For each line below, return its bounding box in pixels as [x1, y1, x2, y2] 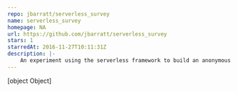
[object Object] [7, 76, 52, 85]
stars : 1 [7, 37, 33, 44]
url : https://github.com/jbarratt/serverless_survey [7, 30, 167, 38]
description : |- [7, 51, 56, 58]
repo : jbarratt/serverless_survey [7, 10, 110, 18]
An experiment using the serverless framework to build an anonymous [20, 57, 232, 64]
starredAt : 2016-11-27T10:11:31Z [7, 44, 107, 51]
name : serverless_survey [7, 17, 81, 24]
